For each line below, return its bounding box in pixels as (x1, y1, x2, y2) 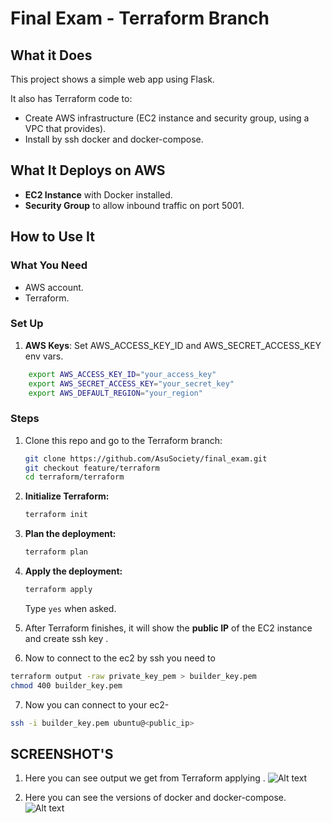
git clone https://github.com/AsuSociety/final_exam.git (24, 453, 268, 464)
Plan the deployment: (24, 528, 117, 540)
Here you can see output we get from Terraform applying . (24, 772, 266, 784)
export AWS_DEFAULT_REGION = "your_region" (28, 388, 203, 398)
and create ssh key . (24, 632, 109, 644)
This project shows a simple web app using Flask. (10, 73, 215, 85)
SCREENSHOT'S (10, 745, 114, 762)
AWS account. (24, 281, 84, 293)
